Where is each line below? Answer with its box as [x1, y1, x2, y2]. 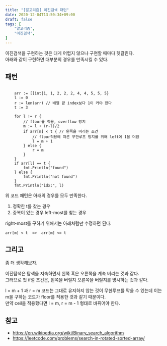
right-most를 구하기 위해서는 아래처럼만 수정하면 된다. [5, 220, 112, 226]
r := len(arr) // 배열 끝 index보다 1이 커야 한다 [14, 101, 112, 106]
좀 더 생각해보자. [5, 260, 38, 266]
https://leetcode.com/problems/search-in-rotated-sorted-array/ [12, 335, 145, 341]
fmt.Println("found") [23, 165, 69, 170]
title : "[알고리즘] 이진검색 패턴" [5, 7, 69, 13]
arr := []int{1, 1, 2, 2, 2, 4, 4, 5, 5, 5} [14, 90, 109, 96]
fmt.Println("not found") [23, 174, 78, 179]
